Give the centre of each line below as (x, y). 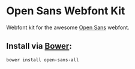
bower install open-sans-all (43, 60)
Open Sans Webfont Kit (66, 11)
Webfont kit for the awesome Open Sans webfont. (68, 27)
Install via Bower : (39, 46)
